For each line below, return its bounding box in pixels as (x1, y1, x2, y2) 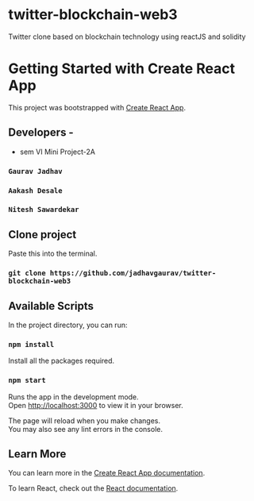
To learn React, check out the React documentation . (8, 484, 179, 493)
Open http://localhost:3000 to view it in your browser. (8, 400, 184, 410)
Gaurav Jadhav (8, 167, 63, 175)
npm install (8, 340, 55, 349)
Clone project (8, 228, 77, 241)
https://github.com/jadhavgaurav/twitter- (49, 268, 217, 278)
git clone (8, 268, 46, 278)
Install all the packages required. (8, 356, 115, 366)
